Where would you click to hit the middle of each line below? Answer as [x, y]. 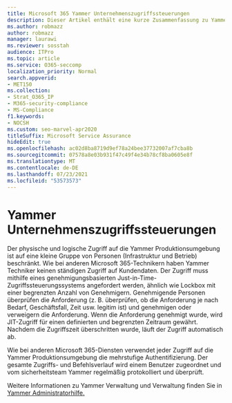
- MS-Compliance [30, 110]
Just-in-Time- [137, 278]
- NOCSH [18, 123]
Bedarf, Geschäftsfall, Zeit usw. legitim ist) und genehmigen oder [99, 308]
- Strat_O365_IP [30, 97]
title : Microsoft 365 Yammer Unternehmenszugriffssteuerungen [98, 13]
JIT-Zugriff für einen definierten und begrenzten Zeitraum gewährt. [103, 322]
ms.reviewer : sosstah [38, 46]
